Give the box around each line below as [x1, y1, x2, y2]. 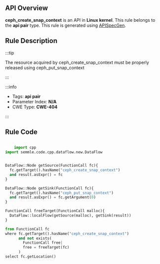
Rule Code [5, 128, 38, 136]
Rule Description [5, 37, 58, 45]
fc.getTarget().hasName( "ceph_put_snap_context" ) [9, 190, 114, 195]
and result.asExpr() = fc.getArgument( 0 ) [9, 195, 96, 200]
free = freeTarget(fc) [23, 245, 70, 250]
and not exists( [18, 236, 52, 241]
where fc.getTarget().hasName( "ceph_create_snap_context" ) [5, 231, 129, 236]
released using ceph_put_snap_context [5, 64, 85, 71]
